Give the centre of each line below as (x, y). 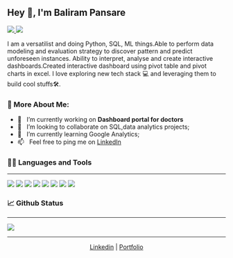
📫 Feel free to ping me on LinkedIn (69, 142)
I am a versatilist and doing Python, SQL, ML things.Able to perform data (110, 44)
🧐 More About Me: (38, 104)
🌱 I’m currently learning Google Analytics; (78, 134)
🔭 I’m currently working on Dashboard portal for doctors (100, 120)
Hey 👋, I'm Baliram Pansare (67, 13)
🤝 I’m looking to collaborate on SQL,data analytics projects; (103, 127)
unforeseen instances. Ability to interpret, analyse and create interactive (110, 58)
